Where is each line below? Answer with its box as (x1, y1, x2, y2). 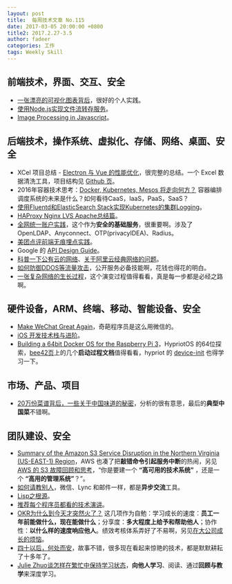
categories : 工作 (7, 42, 55, 49)
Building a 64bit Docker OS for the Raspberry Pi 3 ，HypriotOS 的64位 (17, 340, 216, 348)
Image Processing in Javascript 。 (17, 113, 113, 121)
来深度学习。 (23, 569, 60, 578)
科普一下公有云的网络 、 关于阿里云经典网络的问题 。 (17, 254, 163, 263)
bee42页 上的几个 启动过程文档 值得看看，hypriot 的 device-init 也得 (29, 348, 219, 357)
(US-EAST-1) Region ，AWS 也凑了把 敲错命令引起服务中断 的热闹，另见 (17, 457, 217, 465)
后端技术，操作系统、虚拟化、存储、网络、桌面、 (7, 136, 216, 148)
